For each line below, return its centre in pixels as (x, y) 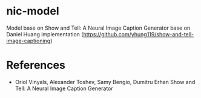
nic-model (33, 11)
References (36, 65)
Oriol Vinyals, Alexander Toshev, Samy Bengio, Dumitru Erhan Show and (105, 82)
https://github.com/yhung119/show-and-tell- (139, 34)
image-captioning (28, 41)
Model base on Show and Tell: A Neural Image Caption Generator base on (98, 28)
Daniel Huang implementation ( (45, 34)
